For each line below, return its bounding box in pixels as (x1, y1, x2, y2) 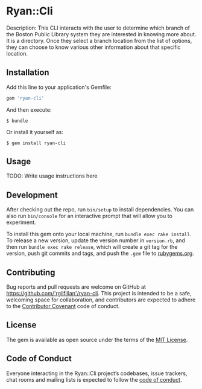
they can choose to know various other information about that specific (6, 43, 181, 51)
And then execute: (6, 106, 52, 113)
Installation (6, 68, 49, 78)
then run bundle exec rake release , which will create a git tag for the (6, 243, 178, 251)
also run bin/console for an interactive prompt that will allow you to (6, 213, 173, 220)
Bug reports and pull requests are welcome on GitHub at (6, 283, 147, 291)
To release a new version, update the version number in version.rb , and (6, 237, 186, 244)
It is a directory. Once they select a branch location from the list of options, (6, 37, 192, 44)
